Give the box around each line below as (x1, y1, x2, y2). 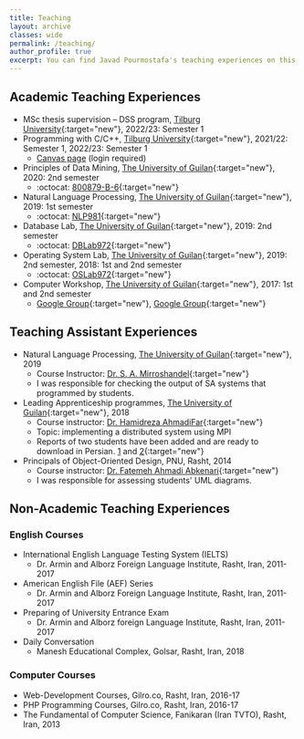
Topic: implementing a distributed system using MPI (36, 426, 232, 437)
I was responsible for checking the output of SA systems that (36, 378, 267, 389)
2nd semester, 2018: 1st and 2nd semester (22, 259, 183, 270)
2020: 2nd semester (22, 172, 100, 182)
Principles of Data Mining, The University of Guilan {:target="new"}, (22, 161, 276, 173)
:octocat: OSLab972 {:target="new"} (36, 268, 172, 279)
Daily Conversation (22, 636, 95, 648)
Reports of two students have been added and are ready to (36, 435, 259, 447)
